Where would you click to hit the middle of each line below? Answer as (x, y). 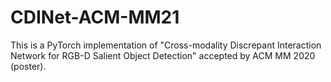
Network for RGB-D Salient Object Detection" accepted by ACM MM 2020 (163, 55)
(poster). (28, 66)
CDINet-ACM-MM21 (95, 17)
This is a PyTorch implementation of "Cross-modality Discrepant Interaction (166, 45)
